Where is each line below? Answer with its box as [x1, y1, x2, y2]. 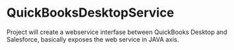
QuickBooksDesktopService [6, 5, 174, 21]
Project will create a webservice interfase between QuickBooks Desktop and [6, 28, 228, 36]
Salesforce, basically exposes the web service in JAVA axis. [6, 35, 179, 43]
